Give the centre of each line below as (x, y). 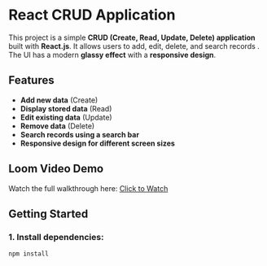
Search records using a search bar (80, 134)
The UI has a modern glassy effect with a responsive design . (112, 55)
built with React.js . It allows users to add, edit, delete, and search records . (134, 46)
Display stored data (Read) (66, 108)
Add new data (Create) (59, 100)
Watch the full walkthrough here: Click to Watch (88, 188)
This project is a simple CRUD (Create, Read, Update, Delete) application (132, 37)
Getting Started (48, 214)
